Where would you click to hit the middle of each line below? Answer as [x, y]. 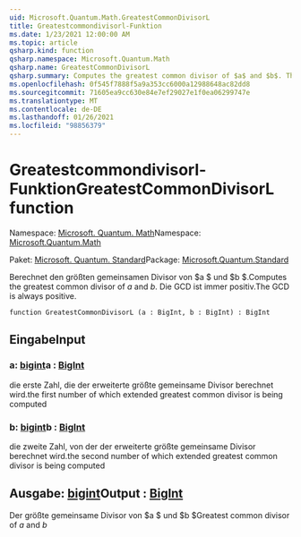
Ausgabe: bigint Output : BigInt [96, 494]
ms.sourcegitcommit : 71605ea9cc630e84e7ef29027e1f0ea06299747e [130, 92]
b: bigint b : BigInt [47, 427]
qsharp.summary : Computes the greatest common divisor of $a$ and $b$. [146, 76]
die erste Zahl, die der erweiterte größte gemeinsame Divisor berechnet [142, 385]
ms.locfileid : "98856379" [57, 126]
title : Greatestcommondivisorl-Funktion [86, 26]
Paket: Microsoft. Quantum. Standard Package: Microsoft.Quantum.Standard [149, 260]
